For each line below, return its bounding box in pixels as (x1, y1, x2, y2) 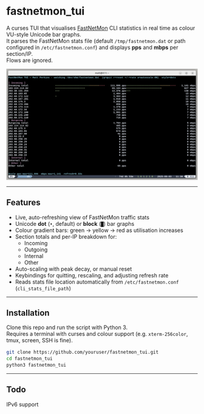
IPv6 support (6, 401, 39, 408)
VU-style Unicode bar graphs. (6, 30, 82, 38)
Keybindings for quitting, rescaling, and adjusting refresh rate (15, 271, 169, 279)
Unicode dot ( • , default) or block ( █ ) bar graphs (15, 220, 135, 227)
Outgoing (24, 246, 48, 253)
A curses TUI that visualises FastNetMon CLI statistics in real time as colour (6, 24, 195, 32)
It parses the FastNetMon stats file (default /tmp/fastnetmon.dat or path (6, 37, 186, 44)
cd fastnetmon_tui (6, 356, 53, 362)
